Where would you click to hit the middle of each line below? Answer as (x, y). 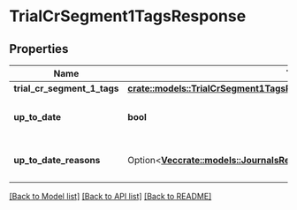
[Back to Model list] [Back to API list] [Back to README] (110, 196)
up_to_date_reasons (57, 160)
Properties (39, 49)
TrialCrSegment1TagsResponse (128, 16)
